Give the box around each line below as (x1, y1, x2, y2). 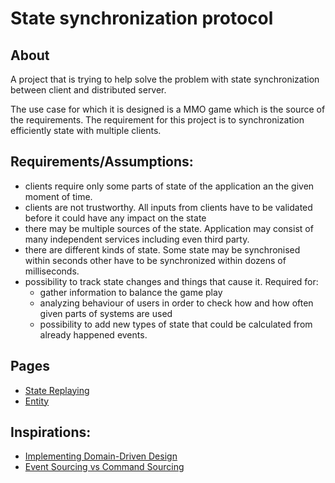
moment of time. (24, 190, 93, 202)
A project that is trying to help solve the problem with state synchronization (10, 73, 320, 85)
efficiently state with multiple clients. (10, 125, 162, 136)
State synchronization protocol (10, 7, 274, 30)
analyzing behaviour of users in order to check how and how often (39, 297, 314, 309)
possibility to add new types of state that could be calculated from (39, 318, 313, 330)
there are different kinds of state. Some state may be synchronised (24, 243, 301, 256)
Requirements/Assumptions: (10, 153, 194, 171)
